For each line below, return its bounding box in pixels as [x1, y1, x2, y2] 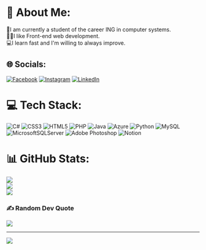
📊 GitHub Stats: [6, 151, 90, 165]
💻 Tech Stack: [6, 98, 82, 112]
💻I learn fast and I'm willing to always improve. [6, 39, 126, 47]
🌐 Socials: [6, 59, 47, 70]
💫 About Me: [6, 6, 71, 20]
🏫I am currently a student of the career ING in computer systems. [6, 26, 172, 33]
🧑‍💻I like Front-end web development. [6, 32, 100, 39]
